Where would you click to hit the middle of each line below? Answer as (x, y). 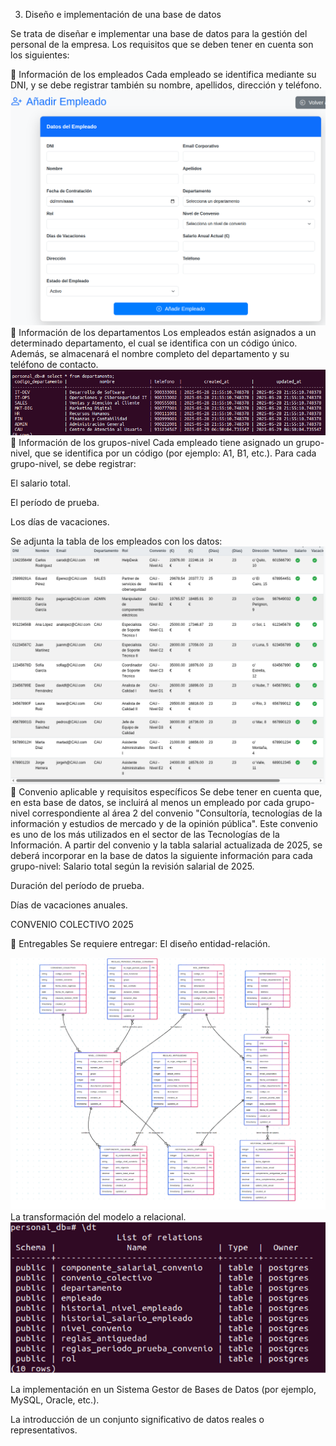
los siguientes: (40, 55)
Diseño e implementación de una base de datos (123, 14)
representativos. (44, 1430)
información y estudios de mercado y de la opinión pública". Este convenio (164, 823)
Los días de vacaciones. (60, 521)
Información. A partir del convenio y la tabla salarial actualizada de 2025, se (166, 845)
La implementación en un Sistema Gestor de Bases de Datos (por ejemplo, (163, 1390)
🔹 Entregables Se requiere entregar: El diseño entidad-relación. (140, 943)
